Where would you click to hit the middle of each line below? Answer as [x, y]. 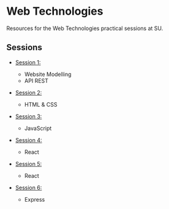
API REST [36, 80]
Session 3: [28, 116]
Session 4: [28, 140]
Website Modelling [48, 74]
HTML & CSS [41, 104]
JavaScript [38, 128]
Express [35, 199]
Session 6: [28, 188]
